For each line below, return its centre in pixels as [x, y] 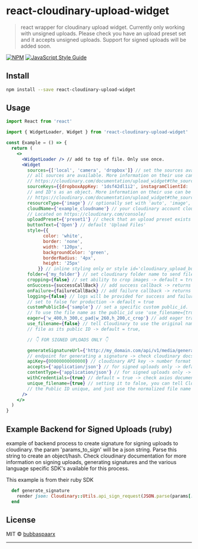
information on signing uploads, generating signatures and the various [91, 462]
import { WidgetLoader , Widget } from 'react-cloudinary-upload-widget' [97, 132]
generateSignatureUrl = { [56, 350]
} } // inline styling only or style [82, 269]
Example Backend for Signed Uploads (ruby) [89, 429]
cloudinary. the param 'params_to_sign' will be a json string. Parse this [91, 450]
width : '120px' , [63, 247]
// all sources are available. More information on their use [105, 176]
